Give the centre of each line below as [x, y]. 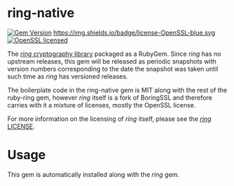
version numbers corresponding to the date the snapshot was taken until [113, 69]
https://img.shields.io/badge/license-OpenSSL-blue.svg [134, 33]
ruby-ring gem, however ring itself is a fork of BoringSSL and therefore [110, 98]
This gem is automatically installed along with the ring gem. [93, 174]
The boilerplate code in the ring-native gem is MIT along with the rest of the [117, 90]
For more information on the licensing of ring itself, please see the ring [109, 119]
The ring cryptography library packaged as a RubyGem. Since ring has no [114, 54]
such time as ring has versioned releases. [68, 76]
